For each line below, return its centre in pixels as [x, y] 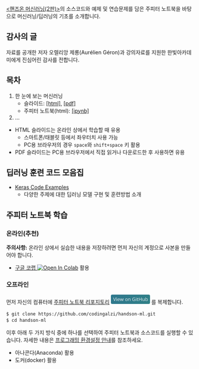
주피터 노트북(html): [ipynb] [56, 111]
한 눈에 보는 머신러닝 [39, 96]
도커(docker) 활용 [36, 360]
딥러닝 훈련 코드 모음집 [45, 173]
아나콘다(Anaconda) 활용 [44, 353]
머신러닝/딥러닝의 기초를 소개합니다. [59, 16]
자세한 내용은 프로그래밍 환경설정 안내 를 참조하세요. [83, 340]
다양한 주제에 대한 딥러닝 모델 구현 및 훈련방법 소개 [83, 194]
